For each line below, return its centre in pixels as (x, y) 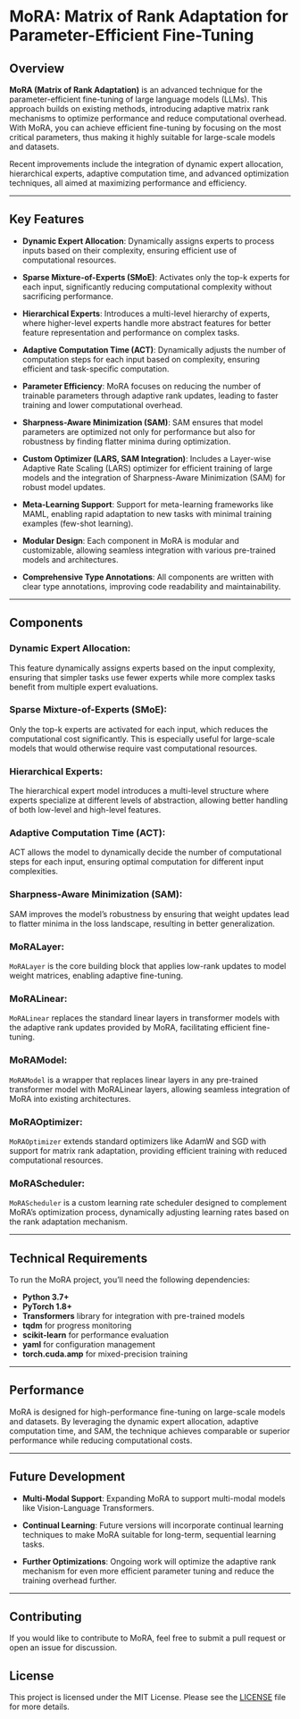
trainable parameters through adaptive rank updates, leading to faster (150, 396)
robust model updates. (64, 487)
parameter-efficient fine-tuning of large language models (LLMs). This (138, 99)
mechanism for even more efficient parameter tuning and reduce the (148, 1571)
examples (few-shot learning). (78, 523)
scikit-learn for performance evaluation (96, 1335)
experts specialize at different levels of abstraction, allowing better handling (149, 800)
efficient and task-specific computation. (96, 369)
